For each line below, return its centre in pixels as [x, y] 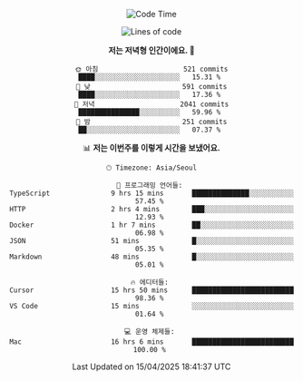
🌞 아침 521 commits [151, 69]
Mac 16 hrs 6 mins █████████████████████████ [151, 342]
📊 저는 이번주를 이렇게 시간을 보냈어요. [151, 148]
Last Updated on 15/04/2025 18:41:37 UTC [151, 366]
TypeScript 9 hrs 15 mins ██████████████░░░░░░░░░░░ [151, 193]
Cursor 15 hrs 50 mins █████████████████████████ [151, 290]
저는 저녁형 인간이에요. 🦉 [151, 50]
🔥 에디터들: [149, 282]
